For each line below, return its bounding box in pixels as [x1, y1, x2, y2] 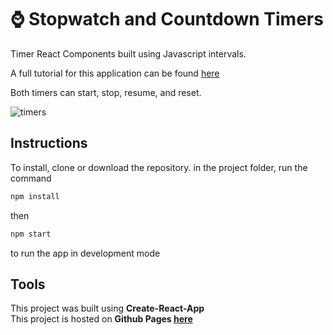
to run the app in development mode [10, 247, 161, 259]
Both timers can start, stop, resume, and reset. [10, 86, 202, 98]
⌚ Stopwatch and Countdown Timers [10, 8, 324, 31]
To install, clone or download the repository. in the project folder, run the [10, 161, 308, 173]
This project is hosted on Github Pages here [10, 313, 193, 325]
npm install [10, 191, 60, 201]
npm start [10, 229, 52, 239]
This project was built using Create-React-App [10, 302, 205, 315]
